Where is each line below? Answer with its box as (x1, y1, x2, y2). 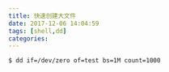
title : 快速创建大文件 (8, 11, 77, 20)
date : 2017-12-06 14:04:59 (8, 19, 99, 28)
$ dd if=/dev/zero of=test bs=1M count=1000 (8, 57, 161, 65)
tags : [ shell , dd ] (8, 27, 67, 35)
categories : (8, 34, 49, 43)
